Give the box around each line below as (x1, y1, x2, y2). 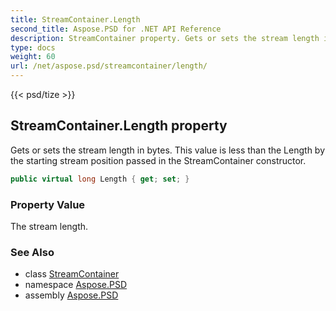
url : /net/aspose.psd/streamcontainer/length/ (10, 61, 208, 71)
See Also (10, 245, 55, 259)
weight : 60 (10, 52, 56, 62)
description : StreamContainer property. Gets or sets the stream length (10, 33, 320, 43)
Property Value (10, 197, 86, 211)
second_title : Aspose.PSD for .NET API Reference (10, 24, 222, 34)
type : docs (10, 42, 56, 53)
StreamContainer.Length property (10, 117, 228, 135)
